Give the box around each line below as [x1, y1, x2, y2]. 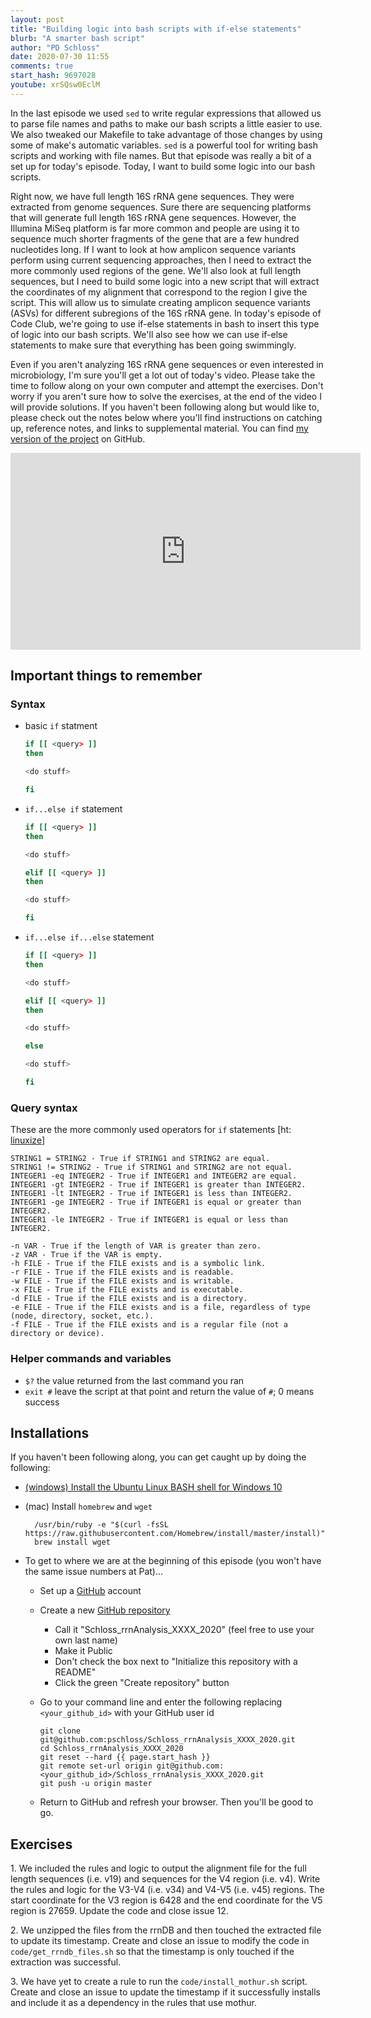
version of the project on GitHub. [10, 432, 146, 445]
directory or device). [10, 1329, 105, 1339]
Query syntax [10, 1101, 78, 1115]
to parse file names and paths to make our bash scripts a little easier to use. [10, 117, 323, 130]
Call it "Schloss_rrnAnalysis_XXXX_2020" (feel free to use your [54, 1624, 315, 1636]
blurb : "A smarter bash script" [10, 33, 145, 43]
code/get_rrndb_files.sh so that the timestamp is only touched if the [10, 1946, 295, 1958]
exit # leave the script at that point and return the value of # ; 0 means [24, 1385, 315, 1397]
